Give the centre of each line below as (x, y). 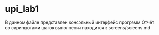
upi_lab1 (22, 9)
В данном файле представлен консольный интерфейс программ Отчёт (80, 22)
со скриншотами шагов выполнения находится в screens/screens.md (78, 27)
